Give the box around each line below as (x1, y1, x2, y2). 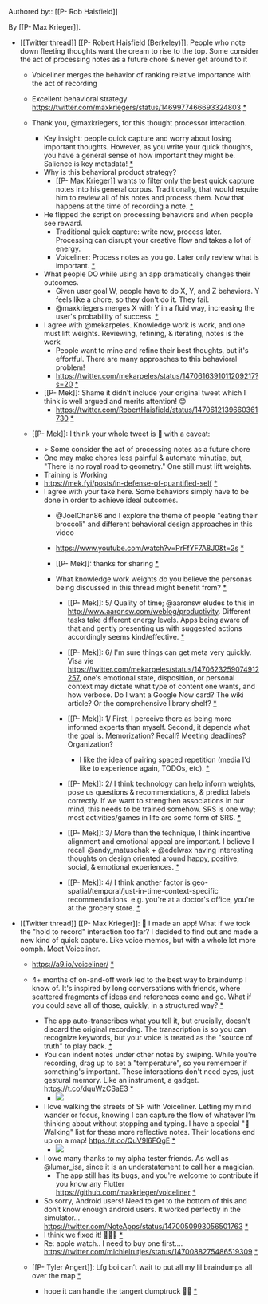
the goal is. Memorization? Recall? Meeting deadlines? (67, 731, 246, 740)
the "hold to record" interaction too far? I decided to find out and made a (19, 927, 258, 937)
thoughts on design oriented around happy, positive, (67, 854, 239, 863)
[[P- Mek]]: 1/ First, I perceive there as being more (67, 714, 231, 723)
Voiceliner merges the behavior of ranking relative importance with (31, 70, 251, 79)
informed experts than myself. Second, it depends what (67, 723, 250, 731)
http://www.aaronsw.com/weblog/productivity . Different (67, 607, 251, 616)
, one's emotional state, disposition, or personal (79, 673, 235, 682)
